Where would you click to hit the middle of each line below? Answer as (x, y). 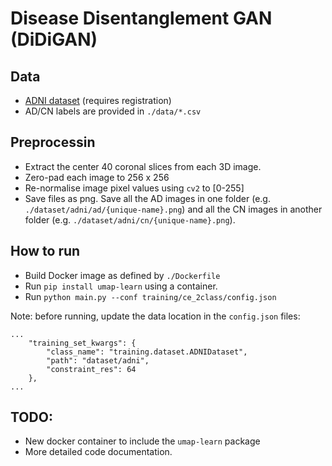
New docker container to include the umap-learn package (142, 441)
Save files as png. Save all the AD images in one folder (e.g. (147, 198)
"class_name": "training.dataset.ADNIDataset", (147, 352)
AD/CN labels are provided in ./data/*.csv (113, 111)
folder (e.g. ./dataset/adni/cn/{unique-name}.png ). (130, 219)
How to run (45, 251)
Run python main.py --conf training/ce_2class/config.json (150, 296)
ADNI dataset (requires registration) (98, 100)
